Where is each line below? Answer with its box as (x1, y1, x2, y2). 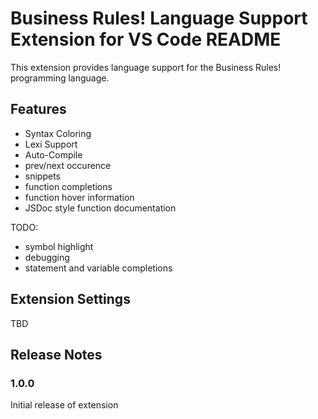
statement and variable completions (24, 262, 173, 274)
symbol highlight (24, 240, 94, 252)
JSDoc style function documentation (24, 202, 177, 214)
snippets (24, 170, 61, 182)
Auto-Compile (24, 148, 83, 161)
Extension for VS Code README (10, 28, 282, 51)
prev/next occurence (24, 159, 112, 171)
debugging (24, 251, 70, 263)
